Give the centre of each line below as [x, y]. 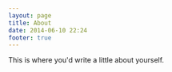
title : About [30, 23]
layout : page [30, 15]
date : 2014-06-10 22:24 [48, 30]
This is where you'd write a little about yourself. [86, 60]
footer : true [30, 38]
